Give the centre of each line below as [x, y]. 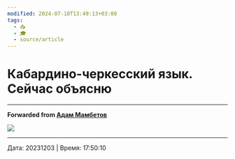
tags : [15, 20]
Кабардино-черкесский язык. [100, 74]
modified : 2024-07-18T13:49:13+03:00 [62, 14]
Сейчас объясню [59, 89]
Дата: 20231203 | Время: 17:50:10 [57, 148]
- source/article [39, 40]
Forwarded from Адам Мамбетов [57, 115]
